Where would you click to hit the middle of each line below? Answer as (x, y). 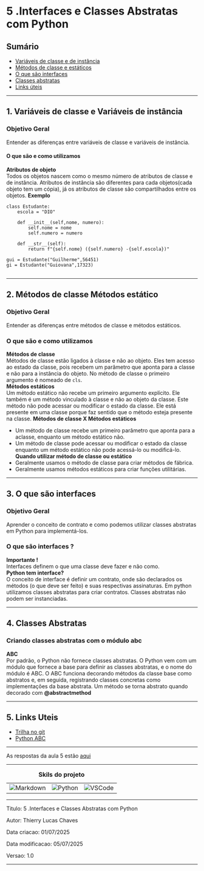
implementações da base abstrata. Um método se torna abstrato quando (97, 686)
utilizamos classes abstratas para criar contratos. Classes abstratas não (96, 592)
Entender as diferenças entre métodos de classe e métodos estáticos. (94, 325)
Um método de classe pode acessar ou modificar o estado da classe (101, 443)
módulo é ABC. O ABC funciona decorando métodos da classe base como (99, 673)
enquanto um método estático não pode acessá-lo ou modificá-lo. (98, 449)
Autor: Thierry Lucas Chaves (42, 820)
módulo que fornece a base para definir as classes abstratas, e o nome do (99, 667)
